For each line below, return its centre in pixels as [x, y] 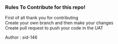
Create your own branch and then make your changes [59, 23]
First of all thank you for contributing [42, 18]
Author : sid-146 [21, 37]
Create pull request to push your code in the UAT [54, 28]
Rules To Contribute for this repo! [45, 7]
